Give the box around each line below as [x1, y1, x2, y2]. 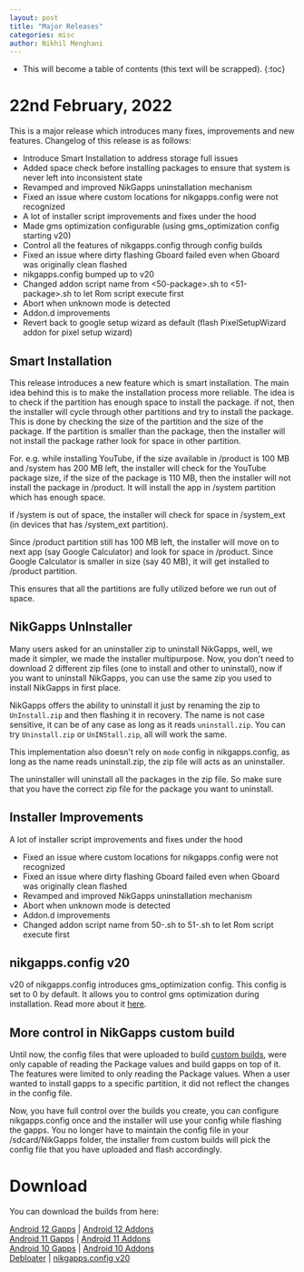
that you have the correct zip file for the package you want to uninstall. [9, 783, 274, 794]
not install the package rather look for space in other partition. [9, 436, 241, 446]
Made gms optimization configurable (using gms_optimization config [22, 220, 279, 232]
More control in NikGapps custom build [9, 1025, 235, 1040]
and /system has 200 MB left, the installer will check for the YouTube [9, 463, 267, 473]
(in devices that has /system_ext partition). [9, 520, 169, 530]
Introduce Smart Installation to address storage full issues [22, 153, 239, 164]
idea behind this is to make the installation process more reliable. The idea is [9, 388, 295, 398]
